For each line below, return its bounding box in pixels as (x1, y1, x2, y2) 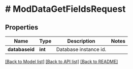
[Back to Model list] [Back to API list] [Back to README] (5, 59, 118, 65)
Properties (5, 23, 38, 32)
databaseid (7, 46, 35, 53)
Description (67, 38, 96, 44)
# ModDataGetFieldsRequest (5, 3, 126, 15)
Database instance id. (56, 46, 107, 53)
